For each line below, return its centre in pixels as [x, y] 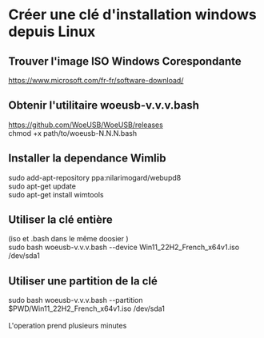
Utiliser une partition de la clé [83, 281]
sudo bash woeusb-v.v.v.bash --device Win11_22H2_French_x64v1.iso [124, 247]
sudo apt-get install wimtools [56, 194]
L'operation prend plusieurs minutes [68, 326]
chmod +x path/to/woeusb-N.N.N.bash [73, 133]
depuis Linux [52, 32]
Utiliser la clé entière [61, 220]
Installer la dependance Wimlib [87, 159]
